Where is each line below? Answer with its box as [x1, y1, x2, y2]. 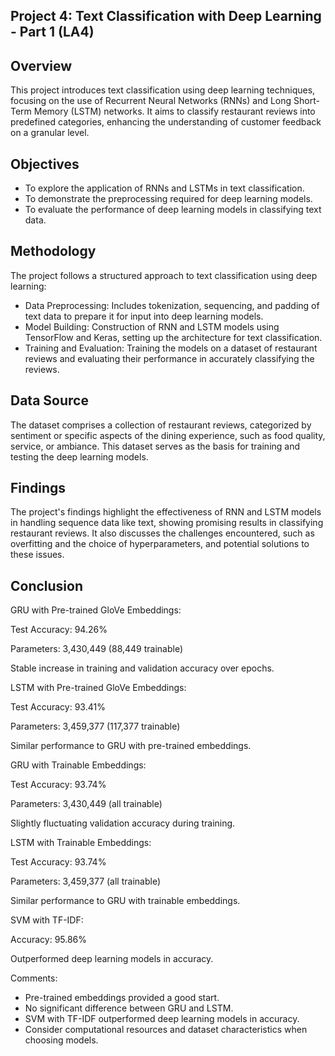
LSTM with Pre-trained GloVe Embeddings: [10, 682, 187, 694]
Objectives [10, 155, 80, 173]
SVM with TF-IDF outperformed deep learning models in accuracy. [24, 1013, 300, 1025]
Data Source [10, 392, 89, 409]
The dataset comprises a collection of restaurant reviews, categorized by [10, 419, 312, 431]
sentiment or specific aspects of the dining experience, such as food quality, [10, 429, 326, 441]
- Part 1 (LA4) [10, 24, 95, 41]
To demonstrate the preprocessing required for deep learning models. [24, 193, 313, 205]
